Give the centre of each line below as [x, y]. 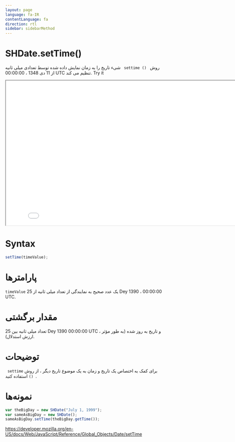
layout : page [19, 10]
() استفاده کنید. [21, 376]
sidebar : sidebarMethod [30, 29]
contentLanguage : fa [27, 19]
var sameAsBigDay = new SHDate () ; [41, 415]
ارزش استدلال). [20, 336]
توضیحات [22, 357]
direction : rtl [21, 24]
